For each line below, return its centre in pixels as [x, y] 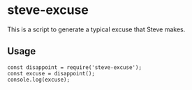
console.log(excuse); [39, 80]
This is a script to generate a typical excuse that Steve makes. [96, 29]
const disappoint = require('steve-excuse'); [74, 67]
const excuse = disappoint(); [51, 73]
